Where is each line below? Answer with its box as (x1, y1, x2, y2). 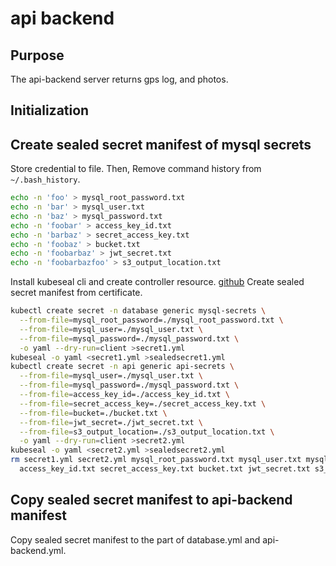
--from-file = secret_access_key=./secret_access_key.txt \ (19, 398, 267, 409)
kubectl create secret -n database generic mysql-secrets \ (10, 306, 267, 316)
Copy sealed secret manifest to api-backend (10, 492, 293, 509)
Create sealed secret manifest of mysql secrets (10, 136, 312, 153)
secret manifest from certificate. (10, 287, 143, 299)
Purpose (10, 47, 65, 64)
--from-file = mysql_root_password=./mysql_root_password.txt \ (19, 315, 284, 326)
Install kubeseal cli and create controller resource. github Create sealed (10, 276, 305, 288)
